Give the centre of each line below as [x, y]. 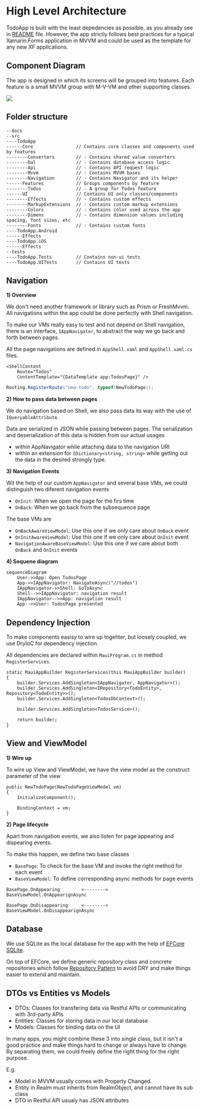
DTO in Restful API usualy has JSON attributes [72, 1100]
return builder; [37, 720]
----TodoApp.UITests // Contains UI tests [68, 262]
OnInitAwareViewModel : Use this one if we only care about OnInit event [102, 537]
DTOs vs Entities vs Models [58, 993]
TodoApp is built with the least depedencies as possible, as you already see [100, 28]
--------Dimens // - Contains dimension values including [95, 215]
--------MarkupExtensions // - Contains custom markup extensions [92, 204]
